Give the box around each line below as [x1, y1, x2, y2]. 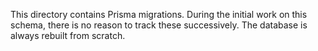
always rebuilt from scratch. [10, 30, 126, 41]
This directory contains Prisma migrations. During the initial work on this [10, 9, 308, 20]
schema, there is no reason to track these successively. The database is [10, 19, 308, 31]
